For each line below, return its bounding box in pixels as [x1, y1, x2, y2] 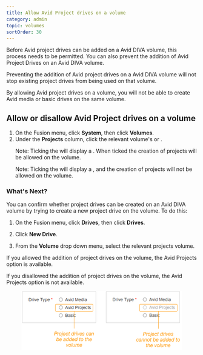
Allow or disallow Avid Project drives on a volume [6, 113, 196, 124]
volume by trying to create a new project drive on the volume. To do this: [6, 207, 188, 214]
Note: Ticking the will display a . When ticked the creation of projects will [15, 147, 197, 154]
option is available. [6, 260, 53, 268]
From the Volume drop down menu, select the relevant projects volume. [15, 242, 195, 250]
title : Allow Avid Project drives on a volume [6, 10, 126, 16]
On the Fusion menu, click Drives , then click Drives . [15, 219, 145, 227]
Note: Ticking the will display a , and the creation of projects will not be [15, 165, 193, 173]
